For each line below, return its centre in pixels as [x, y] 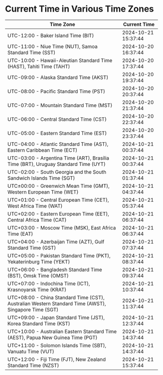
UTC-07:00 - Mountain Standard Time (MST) [60, 105]
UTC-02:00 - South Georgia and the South [57, 172]
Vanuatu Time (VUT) [31, 351]
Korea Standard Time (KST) [39, 324]
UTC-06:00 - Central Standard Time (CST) [57, 119]
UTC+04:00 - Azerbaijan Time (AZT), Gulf [56, 242]
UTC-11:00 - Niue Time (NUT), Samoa [53, 46]
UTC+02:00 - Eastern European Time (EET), [58, 213]
